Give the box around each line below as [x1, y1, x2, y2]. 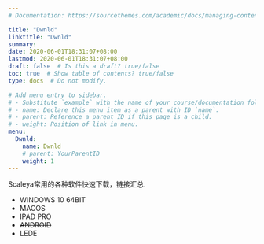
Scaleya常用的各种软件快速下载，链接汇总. [8, 179, 146, 189]
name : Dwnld [22, 142, 61, 150]
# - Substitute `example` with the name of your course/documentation [8, 98, 244, 106]
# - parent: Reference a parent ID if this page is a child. [8, 113, 213, 121]
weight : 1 [22, 157, 55, 165]
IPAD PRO [19, 212, 52, 221]
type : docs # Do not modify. [8, 76, 108, 85]
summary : [8, 40, 37, 48]
